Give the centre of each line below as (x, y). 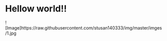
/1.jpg (11, 33)
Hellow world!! (36, 9)
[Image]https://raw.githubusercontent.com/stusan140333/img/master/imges (84, 27)
